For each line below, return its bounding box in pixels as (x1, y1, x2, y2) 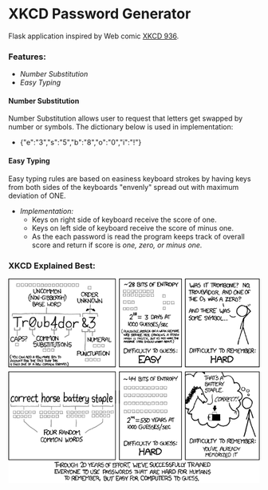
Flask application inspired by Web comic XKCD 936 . (8, 31, 179, 41)
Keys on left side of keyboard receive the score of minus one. (31, 223, 234, 232)
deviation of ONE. (8, 191, 66, 200)
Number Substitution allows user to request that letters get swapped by (8, 113, 243, 124)
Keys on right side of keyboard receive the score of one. (31, 215, 217, 224)
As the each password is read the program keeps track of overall (31, 231, 245, 241)
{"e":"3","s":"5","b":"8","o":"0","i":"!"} (19, 137, 142, 148)
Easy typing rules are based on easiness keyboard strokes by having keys (8, 173, 251, 184)
